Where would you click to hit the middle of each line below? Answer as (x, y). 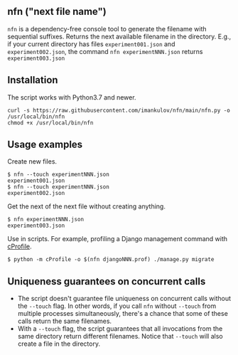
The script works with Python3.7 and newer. (72, 97)
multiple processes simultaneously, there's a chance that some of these (123, 314)
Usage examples (45, 145)
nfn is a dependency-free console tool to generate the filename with (107, 28)
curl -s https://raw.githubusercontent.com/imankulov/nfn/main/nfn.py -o (119, 110)
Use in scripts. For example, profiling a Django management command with (118, 239)
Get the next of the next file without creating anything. (86, 206)
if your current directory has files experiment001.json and (91, 44)
